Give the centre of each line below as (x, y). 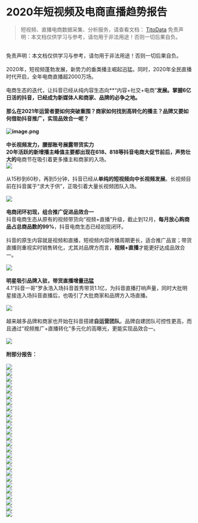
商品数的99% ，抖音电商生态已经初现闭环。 (74, 226)
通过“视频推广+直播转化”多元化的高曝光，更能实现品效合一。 (85, 328)
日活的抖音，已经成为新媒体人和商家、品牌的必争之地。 (73, 97)
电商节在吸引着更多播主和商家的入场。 (63, 159)
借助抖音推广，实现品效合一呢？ (50, 118)
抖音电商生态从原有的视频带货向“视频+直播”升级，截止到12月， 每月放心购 (95, 219)
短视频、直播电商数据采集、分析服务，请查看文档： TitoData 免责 (99, 29)
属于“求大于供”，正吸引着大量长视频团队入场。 (83, 186)
